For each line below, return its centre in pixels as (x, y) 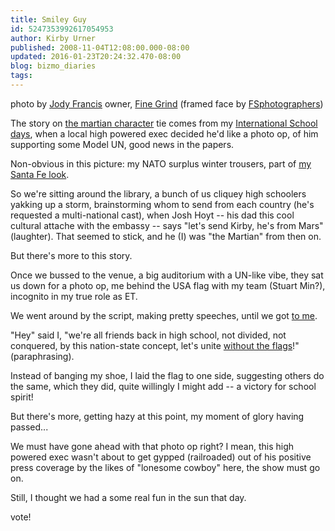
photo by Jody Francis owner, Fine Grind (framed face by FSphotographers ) (167, 103)
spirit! (22, 397)
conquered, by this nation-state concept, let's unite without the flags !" (155, 345)
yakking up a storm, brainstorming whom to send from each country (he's (162, 204)
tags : (21, 76)
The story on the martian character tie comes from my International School (164, 123)
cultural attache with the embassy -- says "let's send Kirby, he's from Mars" (167, 225)
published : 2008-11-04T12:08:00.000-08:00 (100, 47)
